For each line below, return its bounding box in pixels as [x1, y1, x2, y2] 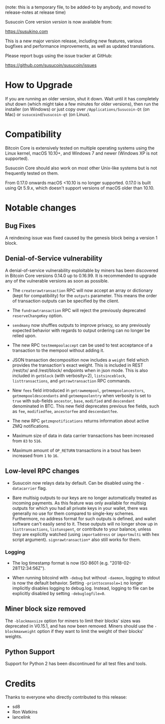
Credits [5, 678, 36, 689]
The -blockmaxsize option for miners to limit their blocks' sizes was [5, 618, 141, 624]
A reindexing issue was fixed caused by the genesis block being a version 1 [5, 235, 158, 241]
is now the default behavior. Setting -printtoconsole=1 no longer [12, 580, 143, 586]
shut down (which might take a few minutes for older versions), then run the [5, 101, 159, 107]
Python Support [5, 648, 55, 656]
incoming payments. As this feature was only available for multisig [12, 500, 146, 506]
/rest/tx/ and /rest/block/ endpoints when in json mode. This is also [12, 367, 148, 373]
